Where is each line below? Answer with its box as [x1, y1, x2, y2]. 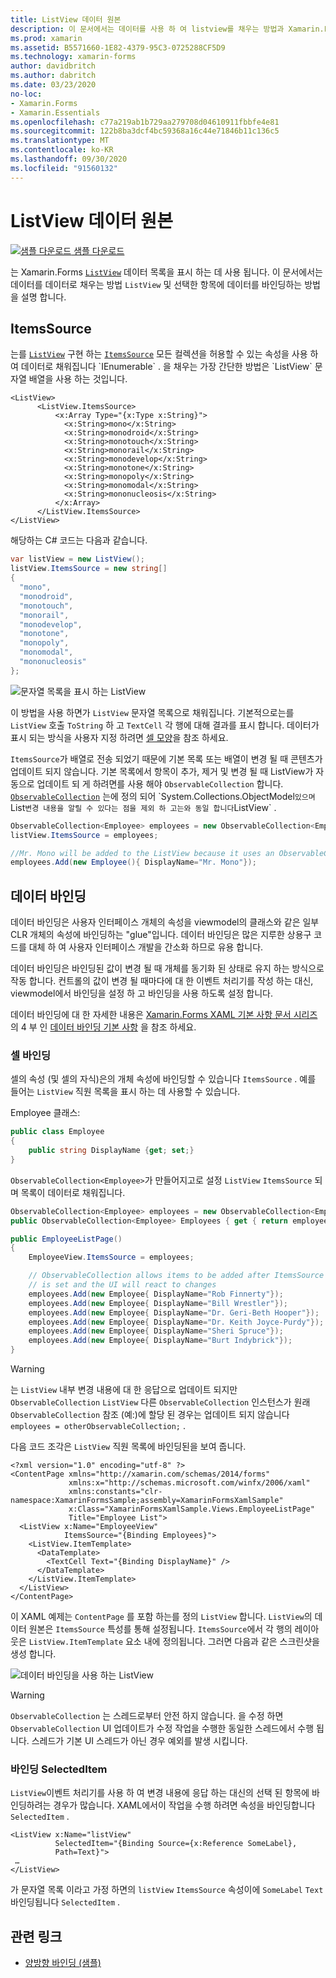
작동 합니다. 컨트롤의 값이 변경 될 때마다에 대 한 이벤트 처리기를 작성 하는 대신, [10, 975, 314, 987]
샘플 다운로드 [73, 244, 125, 256]
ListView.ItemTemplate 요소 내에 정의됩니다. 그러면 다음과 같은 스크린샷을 [28, 1636, 321, 1648]
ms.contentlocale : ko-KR [10, 145, 114, 155]
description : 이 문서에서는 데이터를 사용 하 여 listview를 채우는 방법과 [10, 24, 285, 34]
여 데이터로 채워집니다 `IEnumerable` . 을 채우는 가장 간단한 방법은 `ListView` [10, 361, 313, 373]
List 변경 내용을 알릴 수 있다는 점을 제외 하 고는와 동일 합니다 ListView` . [10, 801, 277, 813]
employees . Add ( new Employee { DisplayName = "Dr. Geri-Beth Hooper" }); [28, 1307, 320, 1318]
